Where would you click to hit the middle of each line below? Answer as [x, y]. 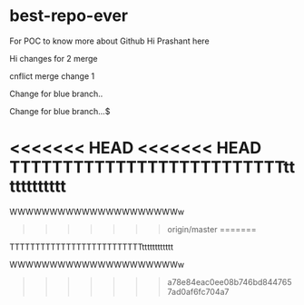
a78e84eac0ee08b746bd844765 [230, 281]
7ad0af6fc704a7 [198, 291]
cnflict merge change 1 [52, 76]
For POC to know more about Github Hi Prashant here [110, 41]
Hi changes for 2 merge [54, 58]
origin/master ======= [212, 229]
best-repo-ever [69, 16]
